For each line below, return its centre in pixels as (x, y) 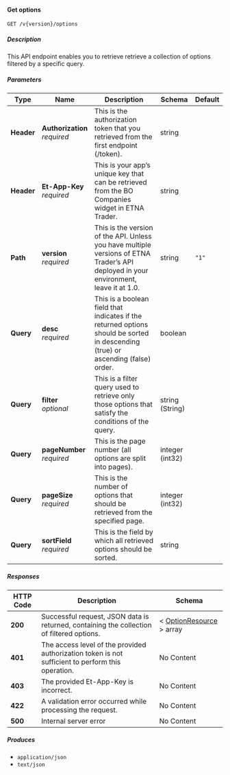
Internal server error (73, 722)
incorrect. (56, 691)
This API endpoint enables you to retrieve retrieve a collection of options (109, 57)
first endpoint (116, 145)
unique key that (119, 174)
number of (111, 487)
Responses (23, 576)
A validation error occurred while (94, 702)
